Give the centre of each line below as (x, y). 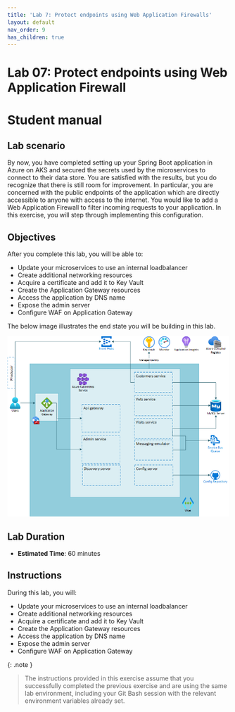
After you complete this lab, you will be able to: (75, 254)
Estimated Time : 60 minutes (59, 553)
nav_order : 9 (26, 30)
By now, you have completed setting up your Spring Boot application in (110, 163)
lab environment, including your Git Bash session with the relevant (120, 693)
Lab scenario (36, 146)
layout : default (31, 22)
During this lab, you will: (42, 592)
